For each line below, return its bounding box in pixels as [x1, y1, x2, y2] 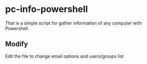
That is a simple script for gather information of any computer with [5, 20, 142, 26]
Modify [5, 40, 28, 48]
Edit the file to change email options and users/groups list [5, 53, 124, 59]
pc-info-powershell [5, 3, 88, 15]
